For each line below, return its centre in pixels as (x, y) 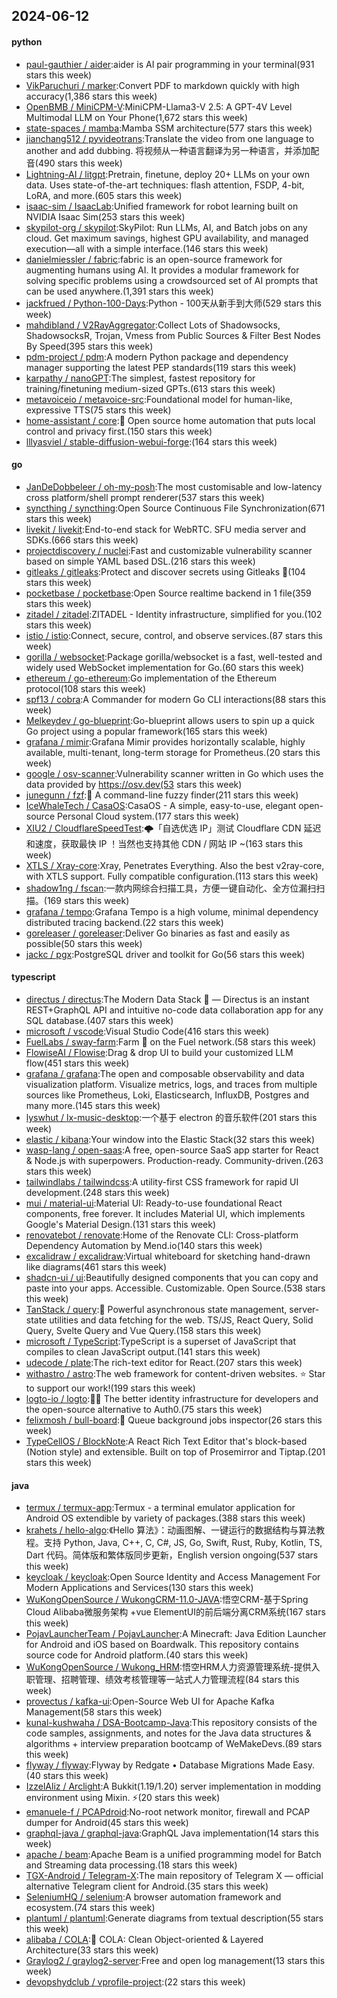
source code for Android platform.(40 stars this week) (137, 1655)
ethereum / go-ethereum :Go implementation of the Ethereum (151, 678)
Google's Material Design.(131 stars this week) (120, 1224)
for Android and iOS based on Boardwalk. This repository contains (162, 1645)
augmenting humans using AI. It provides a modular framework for (162, 270)
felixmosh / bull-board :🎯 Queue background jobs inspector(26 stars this (174, 1420)
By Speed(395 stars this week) (89, 346)
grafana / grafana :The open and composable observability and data (165, 1073)
